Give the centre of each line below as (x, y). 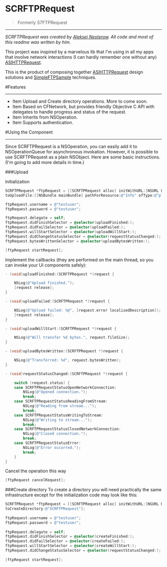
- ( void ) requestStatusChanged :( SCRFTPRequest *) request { (66, 374)
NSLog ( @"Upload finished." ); (44, 283)
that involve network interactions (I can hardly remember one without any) (81, 57)
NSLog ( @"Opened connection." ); (55, 392)
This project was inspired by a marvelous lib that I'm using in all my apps (80, 52)
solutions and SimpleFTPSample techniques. (51, 77)
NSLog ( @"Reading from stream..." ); (60, 406)
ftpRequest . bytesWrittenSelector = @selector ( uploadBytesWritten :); (78, 241)
